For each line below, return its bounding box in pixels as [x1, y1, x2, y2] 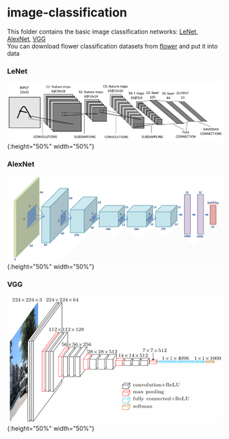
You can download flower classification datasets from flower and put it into [7, 42, 218, 50]
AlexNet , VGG [7, 34, 46, 42]
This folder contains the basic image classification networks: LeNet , [7, 27, 198, 36]
